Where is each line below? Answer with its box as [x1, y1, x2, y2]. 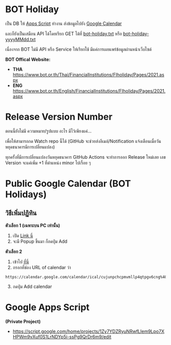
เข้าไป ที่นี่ [12, 258, 29, 265]
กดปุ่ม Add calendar [12, 283, 52, 290]
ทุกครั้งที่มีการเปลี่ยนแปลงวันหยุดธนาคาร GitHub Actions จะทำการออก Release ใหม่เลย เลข [5, 154, 166, 160]
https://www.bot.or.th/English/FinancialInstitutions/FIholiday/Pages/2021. [12, 88, 166, 94]
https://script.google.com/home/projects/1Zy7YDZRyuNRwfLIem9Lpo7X [12, 328, 164, 334]
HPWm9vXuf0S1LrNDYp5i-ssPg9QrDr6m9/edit [12, 333, 111, 339]
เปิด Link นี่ [12, 233, 33, 239]
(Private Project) [5, 318, 41, 324]
